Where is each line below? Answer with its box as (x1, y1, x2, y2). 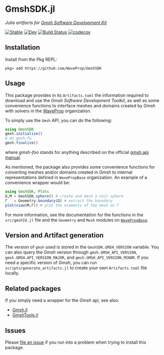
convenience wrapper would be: (5, 180, 70, 186)
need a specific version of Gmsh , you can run (5, 260, 97, 266)
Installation (5, 43, 40, 52)
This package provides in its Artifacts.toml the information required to (5, 92, 149, 98)
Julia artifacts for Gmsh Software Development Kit (5, 20, 107, 25)
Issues (5, 326, 26, 334)
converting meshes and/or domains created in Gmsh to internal (5, 169, 133, 175)
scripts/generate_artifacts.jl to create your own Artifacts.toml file (5, 265, 147, 271)
